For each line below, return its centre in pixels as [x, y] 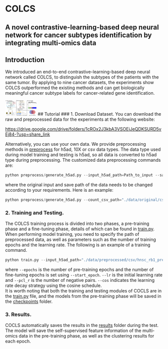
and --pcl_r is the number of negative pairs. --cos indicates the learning [80, 280]
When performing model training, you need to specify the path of [72, 234]
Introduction [25, 60]
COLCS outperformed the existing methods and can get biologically [75, 88]
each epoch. [18, 341]
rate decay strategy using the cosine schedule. [53, 285]
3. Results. [18, 314]
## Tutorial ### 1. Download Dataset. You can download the [99, 114]
